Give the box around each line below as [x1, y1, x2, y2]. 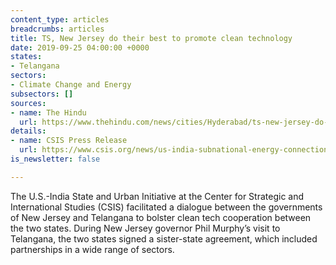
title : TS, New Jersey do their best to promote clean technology [10, 33, 293, 43]
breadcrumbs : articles [10, 24, 105, 34]
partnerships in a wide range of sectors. [10, 243, 175, 255]
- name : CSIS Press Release [10, 136, 128, 146]
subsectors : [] [10, 89, 74, 99]
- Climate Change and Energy [10, 80, 132, 90]
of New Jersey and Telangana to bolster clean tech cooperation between [10, 211, 312, 223]
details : [10, 126, 47, 136]
